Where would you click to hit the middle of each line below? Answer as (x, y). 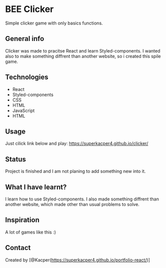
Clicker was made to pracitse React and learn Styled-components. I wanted (83, 50)
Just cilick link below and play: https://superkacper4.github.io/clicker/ (77, 143)
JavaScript (23, 110)
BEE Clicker (29, 9)
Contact (18, 248)
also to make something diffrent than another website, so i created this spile (83, 56)
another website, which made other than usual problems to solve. (72, 204)
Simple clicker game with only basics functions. (54, 23)
